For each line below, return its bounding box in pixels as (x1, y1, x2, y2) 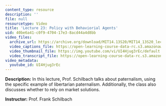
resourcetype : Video (5, 21, 48, 26)
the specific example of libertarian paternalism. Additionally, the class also (5, 81, 157, 87)
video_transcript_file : (9, 53, 58, 58)
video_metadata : (5, 58, 39, 63)
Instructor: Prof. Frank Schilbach (5, 96, 73, 102)
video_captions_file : (9, 44, 54, 49)
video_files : (5, 35, 32, 40)
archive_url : (9, 40, 37, 45)
